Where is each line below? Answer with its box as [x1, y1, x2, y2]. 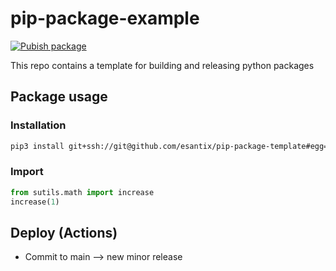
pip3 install [10, 141, 65, 151]
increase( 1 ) [10, 197, 60, 207]
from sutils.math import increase [10, 187, 155, 197]
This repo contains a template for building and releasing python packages [10, 59, 315, 71]
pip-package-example [10, 7, 200, 30]
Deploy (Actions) [10, 224, 118, 241]
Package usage [10, 88, 108, 106]
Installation [10, 118, 67, 132]
